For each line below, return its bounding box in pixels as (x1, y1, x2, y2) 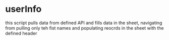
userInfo (5, 3, 42, 15)
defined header (5, 30, 37, 36)
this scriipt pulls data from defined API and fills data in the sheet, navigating (5, 20, 162, 26)
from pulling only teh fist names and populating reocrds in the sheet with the (5, 25, 164, 31)
